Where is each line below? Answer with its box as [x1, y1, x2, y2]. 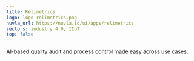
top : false [6, 31, 34, 37]
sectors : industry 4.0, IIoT [6, 25, 80, 32]
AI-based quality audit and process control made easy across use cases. [6, 48, 189, 55]
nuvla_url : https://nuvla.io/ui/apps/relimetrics [6, 20, 135, 26]
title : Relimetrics [6, 8, 56, 15]
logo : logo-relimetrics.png [6, 14, 78, 21]
